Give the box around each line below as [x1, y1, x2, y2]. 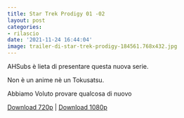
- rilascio [7, 29, 39, 37]
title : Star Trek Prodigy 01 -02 [7, 10, 105, 18]
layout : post [7, 17, 46, 24]
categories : [7, 23, 42, 30]
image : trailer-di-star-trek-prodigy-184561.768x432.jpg [7, 43, 178, 50]
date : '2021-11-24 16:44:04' [7, 37, 93, 44]
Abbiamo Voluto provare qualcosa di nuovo [7, 89, 132, 98]
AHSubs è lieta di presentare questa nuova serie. [7, 63, 149, 70]
